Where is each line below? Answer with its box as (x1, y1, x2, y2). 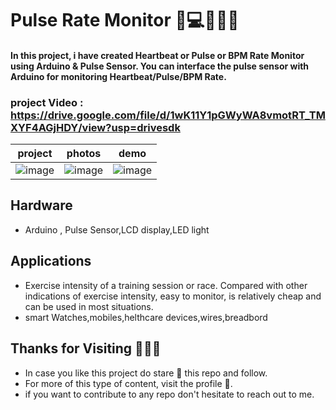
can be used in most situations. (24, 300, 154, 312)
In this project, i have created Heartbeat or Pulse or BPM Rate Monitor (10, 49, 305, 61)
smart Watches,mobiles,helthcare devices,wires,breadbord (24, 311, 268, 323)
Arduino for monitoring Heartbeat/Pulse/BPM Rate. (10, 70, 227, 82)
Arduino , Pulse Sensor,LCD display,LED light (24, 223, 210, 236)
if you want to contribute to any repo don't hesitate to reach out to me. (24, 388, 315, 400)
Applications (10, 253, 92, 270)
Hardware (10, 197, 73, 214)
